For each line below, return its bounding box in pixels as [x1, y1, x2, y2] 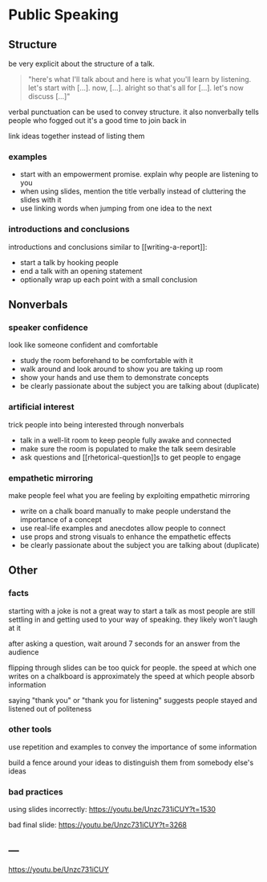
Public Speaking [8, 6, 119, 24]
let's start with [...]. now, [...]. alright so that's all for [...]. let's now [27, 83, 245, 92]
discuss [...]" [27, 92, 71, 101]
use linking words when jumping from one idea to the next [19, 203, 212, 214]
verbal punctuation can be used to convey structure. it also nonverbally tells [8, 107, 259, 116]
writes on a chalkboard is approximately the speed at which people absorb [8, 671, 255, 680]
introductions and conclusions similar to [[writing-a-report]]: [8, 242, 208, 251]
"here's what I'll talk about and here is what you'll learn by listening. [27, 75, 252, 84]
